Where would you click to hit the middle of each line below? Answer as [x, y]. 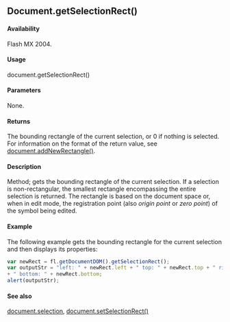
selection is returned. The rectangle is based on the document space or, [109, 196]
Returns [19, 121]
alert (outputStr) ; [33, 281]
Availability [23, 28]
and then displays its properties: [52, 249]
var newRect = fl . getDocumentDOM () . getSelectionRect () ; [88, 261]
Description [24, 166]
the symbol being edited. [42, 211]
